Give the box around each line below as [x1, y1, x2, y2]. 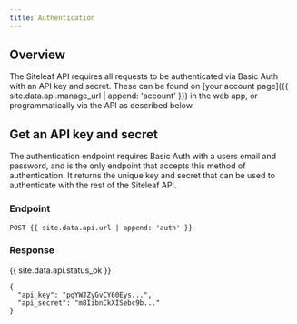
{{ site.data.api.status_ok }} [9, 265, 112, 276]
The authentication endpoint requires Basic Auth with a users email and [9, 151, 277, 162]
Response [9, 244, 54, 257]
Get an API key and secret [9, 127, 159, 142]
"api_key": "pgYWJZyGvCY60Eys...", [17, 290, 153, 299]
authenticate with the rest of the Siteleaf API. [9, 179, 177, 191]
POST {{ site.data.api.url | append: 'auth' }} [9, 223, 193, 232]
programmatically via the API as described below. [9, 100, 195, 111]
